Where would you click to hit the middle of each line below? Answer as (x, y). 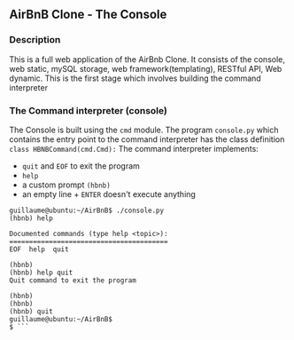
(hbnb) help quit (41, 273)
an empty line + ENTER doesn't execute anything (109, 194)
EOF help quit (39, 249)
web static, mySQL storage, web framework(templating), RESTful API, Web (146, 68)
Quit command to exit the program (73, 280)
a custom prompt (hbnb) (66, 185)
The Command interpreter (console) (89, 110)
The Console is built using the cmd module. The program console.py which (144, 130)
